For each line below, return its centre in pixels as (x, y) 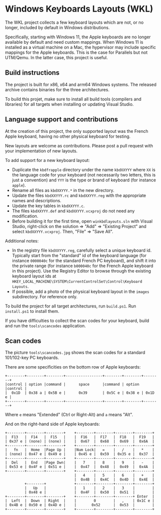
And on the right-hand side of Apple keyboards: (52, 424)
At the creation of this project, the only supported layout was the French (77, 131)
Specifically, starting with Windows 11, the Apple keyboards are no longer (78, 37)
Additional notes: (22, 241)
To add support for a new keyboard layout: (47, 160)
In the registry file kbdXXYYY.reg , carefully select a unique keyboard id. (82, 250)
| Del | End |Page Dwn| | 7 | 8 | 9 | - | (80, 463)
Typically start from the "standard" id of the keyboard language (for (79, 255)
